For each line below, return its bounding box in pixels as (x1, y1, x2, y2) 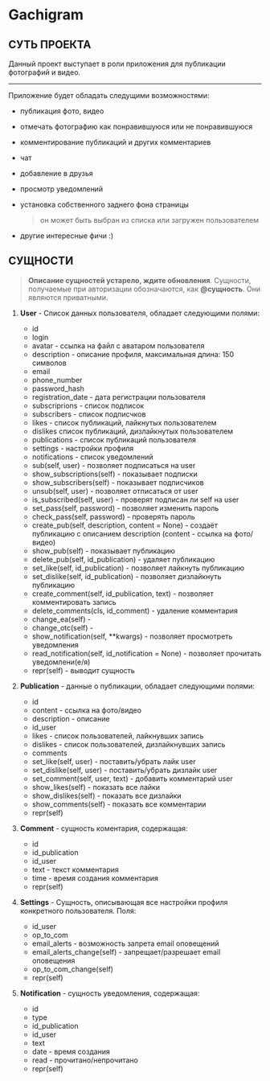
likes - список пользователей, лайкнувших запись (31, 730, 204, 741)
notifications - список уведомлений (31, 452, 154, 462)
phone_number (31, 375, 83, 384)
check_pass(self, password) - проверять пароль (31, 512, 195, 521)
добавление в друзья (19, 169, 94, 178)
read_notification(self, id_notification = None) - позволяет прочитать (31, 648, 262, 658)
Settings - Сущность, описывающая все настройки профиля (19, 897, 228, 906)
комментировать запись (31, 597, 117, 606)
